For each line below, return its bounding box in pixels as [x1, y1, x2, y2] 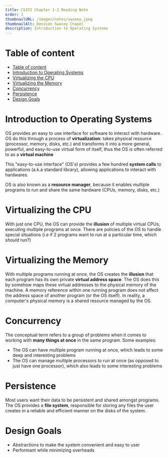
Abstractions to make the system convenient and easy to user [12, 441, 140, 447]
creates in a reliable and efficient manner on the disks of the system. [5, 407, 146, 413]
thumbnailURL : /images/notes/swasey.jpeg [5, 17, 93, 22]
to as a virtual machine [5, 151, 53, 157]
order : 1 [5, 12, 23, 17]
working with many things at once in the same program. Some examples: [5, 337, 156, 343]
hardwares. [5, 172, 28, 178]
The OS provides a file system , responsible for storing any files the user [5, 402, 154, 408]
